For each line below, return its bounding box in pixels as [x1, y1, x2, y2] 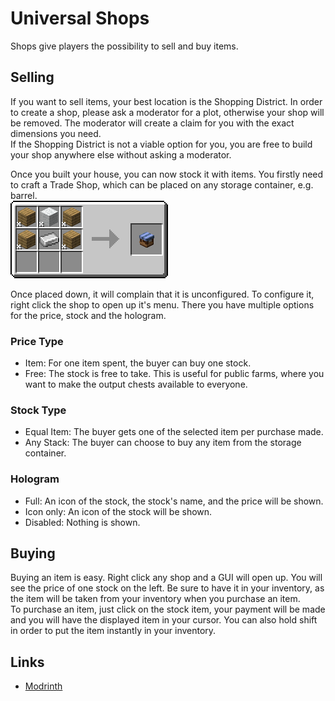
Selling [10, 69, 55, 86]
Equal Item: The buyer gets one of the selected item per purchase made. [24, 426, 324, 438]
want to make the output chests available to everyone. [24, 378, 248, 391]
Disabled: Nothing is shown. [24, 516, 141, 528]
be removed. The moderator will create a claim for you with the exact [10, 117, 295, 129]
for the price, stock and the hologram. [10, 309, 167, 321]
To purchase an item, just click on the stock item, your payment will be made [10, 603, 326, 616]
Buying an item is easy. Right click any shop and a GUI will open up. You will [10, 572, 323, 584]
